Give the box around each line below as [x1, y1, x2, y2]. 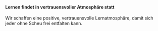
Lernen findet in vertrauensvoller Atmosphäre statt [5, 4, 115, 10]
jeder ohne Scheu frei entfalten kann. [5, 20, 82, 26]
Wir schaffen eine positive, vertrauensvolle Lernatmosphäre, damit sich [5, 15, 153, 21]
